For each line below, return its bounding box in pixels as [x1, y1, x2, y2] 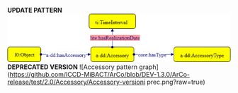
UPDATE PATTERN [7, 6, 62, 14]
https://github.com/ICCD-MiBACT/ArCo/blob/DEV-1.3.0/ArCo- [9, 70, 190, 78]
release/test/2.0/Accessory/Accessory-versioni [7, 77, 146, 86]
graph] [139, 63, 159, 71]
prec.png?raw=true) [147, 77, 205, 86]
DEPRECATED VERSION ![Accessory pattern [7, 63, 138, 71]
